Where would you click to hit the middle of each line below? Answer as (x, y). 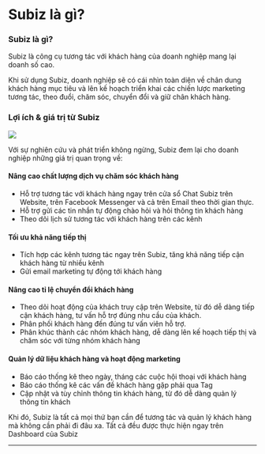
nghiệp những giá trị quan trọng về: (65, 158)
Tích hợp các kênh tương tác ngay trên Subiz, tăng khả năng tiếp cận (132, 255)
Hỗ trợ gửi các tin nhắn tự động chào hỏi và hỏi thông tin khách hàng (131, 210)
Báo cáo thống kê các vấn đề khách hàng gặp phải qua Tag (116, 384)
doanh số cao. (32, 65)
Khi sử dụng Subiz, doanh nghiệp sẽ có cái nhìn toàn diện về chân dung (125, 80)
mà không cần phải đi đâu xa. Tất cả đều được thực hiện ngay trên (116, 426)
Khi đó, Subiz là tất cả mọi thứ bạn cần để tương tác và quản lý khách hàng (130, 417)
